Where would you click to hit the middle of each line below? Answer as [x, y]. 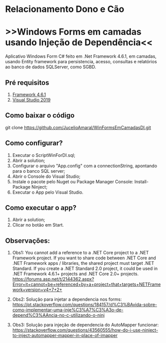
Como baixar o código [40, 115]
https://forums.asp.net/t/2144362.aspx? [53, 279]
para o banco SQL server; [39, 171]
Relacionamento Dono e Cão [65, 9]
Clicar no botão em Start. [38, 225]
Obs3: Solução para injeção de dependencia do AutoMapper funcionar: [85, 325]
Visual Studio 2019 [31, 100]
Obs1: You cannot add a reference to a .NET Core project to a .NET [81, 253]
